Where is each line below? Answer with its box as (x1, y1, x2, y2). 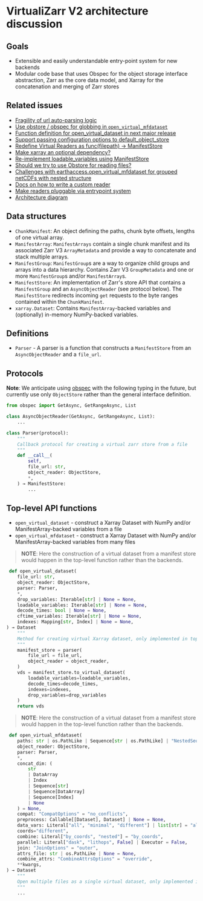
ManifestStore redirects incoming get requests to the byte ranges (14, 292, 178, 299)
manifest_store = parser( (17, 647, 83, 653)
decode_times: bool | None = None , (17, 608, 107, 614)
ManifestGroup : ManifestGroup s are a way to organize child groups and (14, 259, 190, 267)
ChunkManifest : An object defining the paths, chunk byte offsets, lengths (14, 227, 195, 234)
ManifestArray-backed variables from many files (14, 539, 136, 546)
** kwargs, (17, 862, 42, 868)
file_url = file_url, (28, 652, 83, 659)
